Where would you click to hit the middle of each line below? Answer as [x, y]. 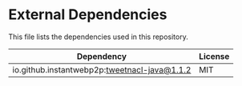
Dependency [101, 56]
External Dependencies [88, 15]
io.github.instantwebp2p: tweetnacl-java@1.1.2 [102, 69]
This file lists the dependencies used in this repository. [98, 37]
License [214, 56]
